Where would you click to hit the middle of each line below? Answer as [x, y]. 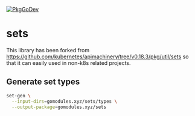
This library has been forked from [48, 50]
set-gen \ [19, 96]
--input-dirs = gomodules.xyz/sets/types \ [65, 101]
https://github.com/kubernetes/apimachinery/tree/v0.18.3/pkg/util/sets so [97, 56]
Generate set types [43, 82]
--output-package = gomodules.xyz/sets [59, 107]
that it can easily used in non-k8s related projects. [69, 63]
